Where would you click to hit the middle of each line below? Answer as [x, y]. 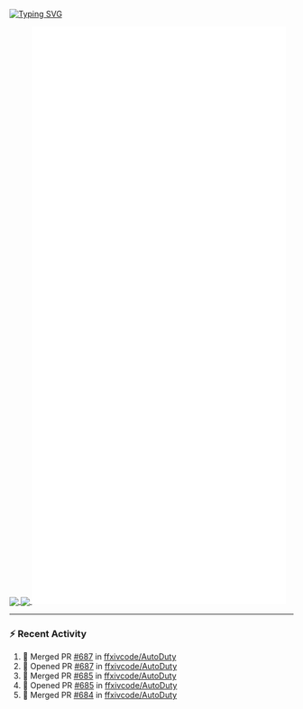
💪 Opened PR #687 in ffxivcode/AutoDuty [100, 667]
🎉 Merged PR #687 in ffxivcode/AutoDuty [99, 657]
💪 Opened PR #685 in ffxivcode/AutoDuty [100, 686]
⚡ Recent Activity [48, 634]
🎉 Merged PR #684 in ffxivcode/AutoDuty [100, 695]
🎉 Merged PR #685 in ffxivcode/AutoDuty [100, 676]
